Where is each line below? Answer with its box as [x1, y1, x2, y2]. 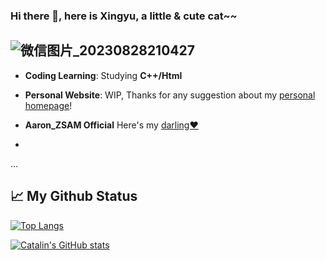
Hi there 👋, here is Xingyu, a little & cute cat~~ [10, 9, 238, 23]
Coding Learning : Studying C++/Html [24, 69, 183, 81]
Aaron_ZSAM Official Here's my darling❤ [24, 119, 199, 131]
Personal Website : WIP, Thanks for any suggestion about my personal [24, 89, 316, 101]
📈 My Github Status [10, 188, 138, 205]
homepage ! [24, 99, 73, 111]
